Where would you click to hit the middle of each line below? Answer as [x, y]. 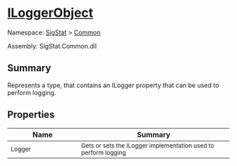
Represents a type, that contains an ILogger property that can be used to [113, 85]
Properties [31, 115]
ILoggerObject [50, 13]
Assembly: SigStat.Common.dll [52, 46]
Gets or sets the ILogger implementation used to [147, 145]
